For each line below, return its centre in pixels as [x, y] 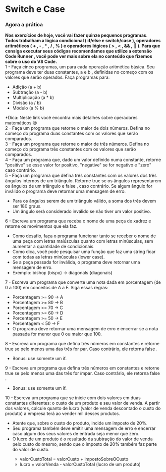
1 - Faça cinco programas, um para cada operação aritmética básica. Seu [80, 67]
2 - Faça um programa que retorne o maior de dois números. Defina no [78, 128]
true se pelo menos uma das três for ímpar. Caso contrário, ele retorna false [83, 373]
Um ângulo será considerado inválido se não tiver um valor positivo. [82, 211]
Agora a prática [24, 25]
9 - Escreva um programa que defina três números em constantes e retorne [82, 368]
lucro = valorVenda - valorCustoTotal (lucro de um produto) [80, 465]
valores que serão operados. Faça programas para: [57, 77]
